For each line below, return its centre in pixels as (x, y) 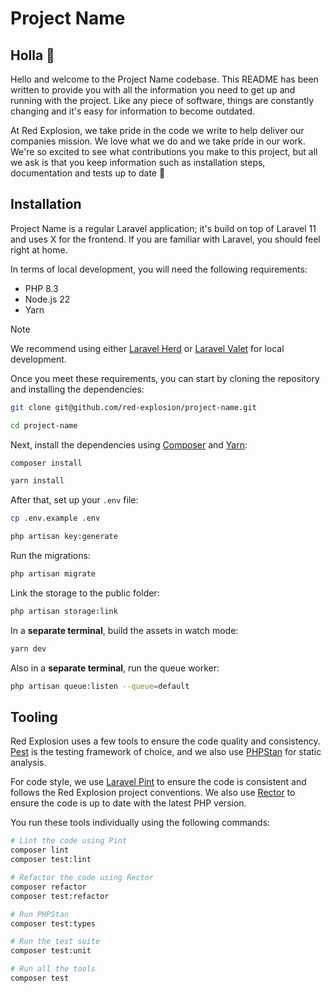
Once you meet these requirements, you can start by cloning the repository (165, 378)
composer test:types (53, 923)
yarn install (37, 481)
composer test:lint (51, 860)
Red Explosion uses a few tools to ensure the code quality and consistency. (165, 741)
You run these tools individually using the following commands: (140, 823)
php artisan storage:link (64, 611)
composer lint (40, 850)
